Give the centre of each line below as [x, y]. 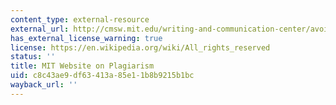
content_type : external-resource [80, 19]
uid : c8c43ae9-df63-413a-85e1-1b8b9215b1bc [102, 76]
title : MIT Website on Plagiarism [82, 66]
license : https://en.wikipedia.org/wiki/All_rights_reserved [140, 47]
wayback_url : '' [44, 85]
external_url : [40, 29]
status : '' [33, 57]
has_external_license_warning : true [86, 38]
